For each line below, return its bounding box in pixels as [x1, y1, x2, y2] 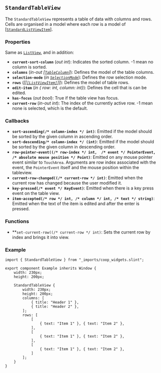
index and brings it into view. [12, 234, 69, 240]
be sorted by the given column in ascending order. [12, 134, 113, 139]
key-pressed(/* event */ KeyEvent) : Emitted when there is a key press [12, 185, 154, 191]
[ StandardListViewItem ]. [5, 26, 53, 32]
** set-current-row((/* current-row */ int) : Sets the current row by [12, 229, 151, 235]
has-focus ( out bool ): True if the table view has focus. [12, 95, 119, 101]
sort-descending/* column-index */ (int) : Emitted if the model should [12, 139, 154, 145]
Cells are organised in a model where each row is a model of [5, 21, 126, 27]
